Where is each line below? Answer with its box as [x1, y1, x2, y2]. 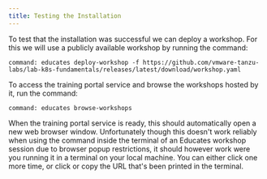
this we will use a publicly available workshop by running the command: [8, 42, 248, 53]
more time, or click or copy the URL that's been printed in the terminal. [8, 161, 244, 171]
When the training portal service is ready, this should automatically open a [8, 118, 257, 128]
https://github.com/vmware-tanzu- [142, 58, 260, 66]
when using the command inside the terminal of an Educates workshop [8, 135, 246, 145]
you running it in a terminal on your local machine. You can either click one [8, 152, 258, 162]
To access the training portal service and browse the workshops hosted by [8, 79, 259, 89]
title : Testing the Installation [8, 11, 122, 20]
